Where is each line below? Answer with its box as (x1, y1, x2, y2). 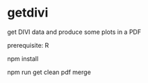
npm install (7, 54, 39, 63)
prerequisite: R (7, 41, 49, 49)
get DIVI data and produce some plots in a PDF (7, 28, 141, 36)
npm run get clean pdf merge (7, 68, 92, 76)
